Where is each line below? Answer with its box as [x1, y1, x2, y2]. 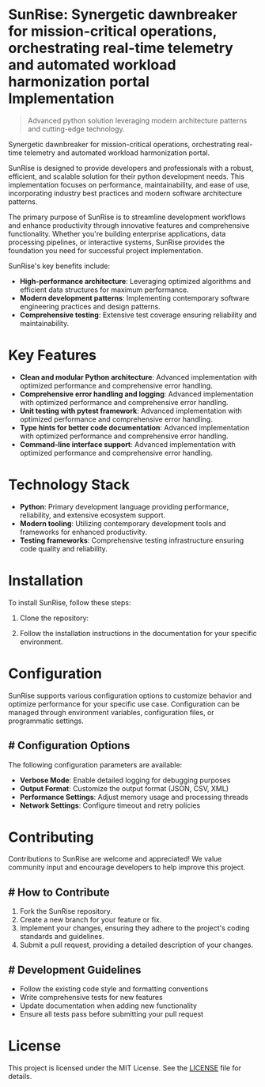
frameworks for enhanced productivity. [19, 527, 148, 536]
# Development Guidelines [8, 963, 142, 976]
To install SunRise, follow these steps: [8, 597, 131, 607]
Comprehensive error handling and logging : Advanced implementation [19, 389, 255, 399]
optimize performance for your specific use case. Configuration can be [8, 699, 240, 709]
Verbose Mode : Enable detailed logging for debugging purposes [19, 775, 231, 785]
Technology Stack [8, 476, 131, 494]
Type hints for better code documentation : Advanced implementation [19, 422, 250, 432]
